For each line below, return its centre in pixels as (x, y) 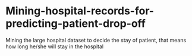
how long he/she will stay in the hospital (55, 46)
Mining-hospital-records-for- (80, 11)
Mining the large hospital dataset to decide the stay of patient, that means (96, 40)
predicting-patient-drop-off (76, 24)
